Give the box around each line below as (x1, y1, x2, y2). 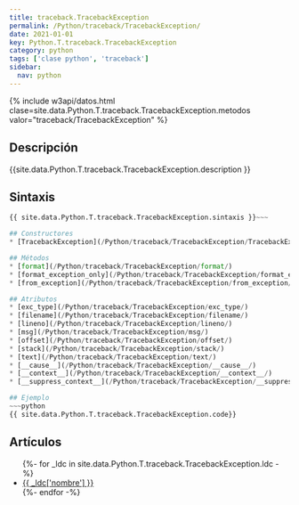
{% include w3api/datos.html (9, 95, 116, 106)
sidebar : (9, 63, 42, 72)
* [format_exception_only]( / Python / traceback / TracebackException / (9, 270, 261, 279)
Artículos (9, 435, 62, 450)
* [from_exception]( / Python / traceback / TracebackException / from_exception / (9, 278, 293, 288)
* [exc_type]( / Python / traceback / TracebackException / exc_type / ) (9, 303, 249, 312)
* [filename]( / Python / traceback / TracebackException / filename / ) (9, 311, 249, 321)
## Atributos (9, 295, 58, 304)
